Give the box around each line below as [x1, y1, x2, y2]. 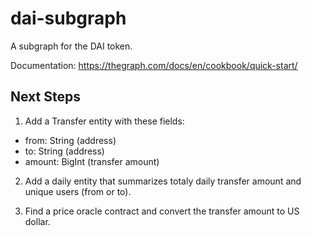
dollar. [24, 215, 51, 227]
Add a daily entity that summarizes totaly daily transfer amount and [24, 175, 302, 187]
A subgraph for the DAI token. [10, 40, 133, 52]
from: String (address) [24, 134, 117, 146]
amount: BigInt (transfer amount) [24, 155, 160, 167]
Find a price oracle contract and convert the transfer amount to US [24, 205, 300, 217]
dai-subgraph [10, 7, 127, 30]
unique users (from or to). [24, 185, 132, 197]
